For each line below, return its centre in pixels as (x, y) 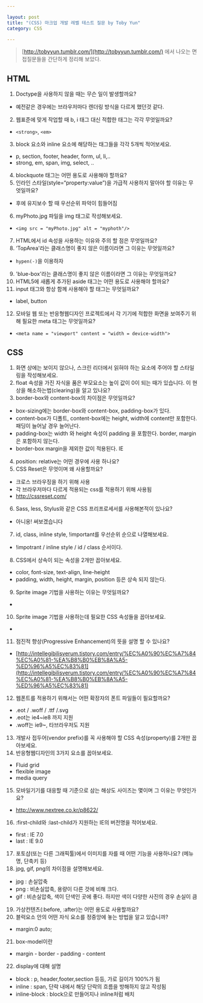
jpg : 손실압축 (31, 881)
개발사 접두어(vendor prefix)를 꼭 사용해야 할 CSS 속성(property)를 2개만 (103, 738)
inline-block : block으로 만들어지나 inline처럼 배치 (75, 994)
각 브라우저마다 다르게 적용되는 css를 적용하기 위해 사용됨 (84, 489)
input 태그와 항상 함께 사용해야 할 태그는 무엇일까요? (77, 289)
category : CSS (25, 28)
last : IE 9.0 (29, 841)
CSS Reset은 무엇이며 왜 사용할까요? (59, 469)
